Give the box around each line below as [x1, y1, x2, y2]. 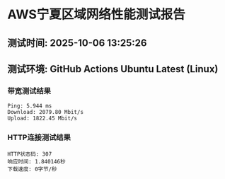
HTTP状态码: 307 [7, 150, 52, 158]
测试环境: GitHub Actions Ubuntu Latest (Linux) [7, 63, 219, 75]
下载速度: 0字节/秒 [7, 166, 57, 173]
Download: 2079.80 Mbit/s [7, 109, 83, 116]
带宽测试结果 [7, 86, 52, 96]
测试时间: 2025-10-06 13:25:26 [7, 37, 147, 49]
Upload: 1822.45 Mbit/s [7, 115, 78, 122]
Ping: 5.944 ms [7, 103, 52, 110]
